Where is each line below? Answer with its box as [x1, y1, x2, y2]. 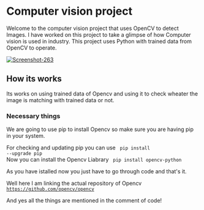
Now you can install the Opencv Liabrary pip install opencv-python [6, 156, 182, 163]
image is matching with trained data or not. [6, 96, 115, 103]
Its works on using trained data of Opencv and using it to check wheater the [6, 90, 198, 97]
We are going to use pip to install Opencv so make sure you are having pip [6, 126, 194, 133]
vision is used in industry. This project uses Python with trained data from [6, 37, 192, 45]
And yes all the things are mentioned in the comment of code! [6, 197, 162, 204]
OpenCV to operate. [6, 44, 57, 51]
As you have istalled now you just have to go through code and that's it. [6, 168, 187, 175]
